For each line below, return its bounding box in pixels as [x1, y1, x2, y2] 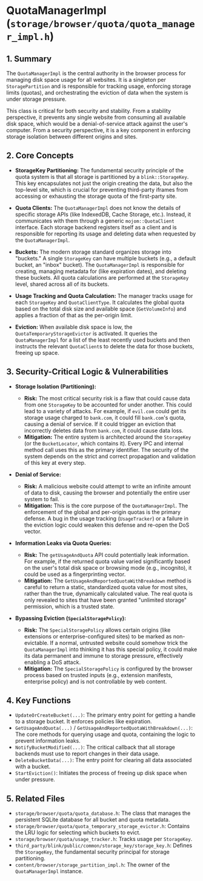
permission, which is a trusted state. [24, 603, 115, 610]
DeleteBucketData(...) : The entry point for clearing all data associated [15, 757, 192, 764]
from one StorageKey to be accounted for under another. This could [24, 401, 192, 408]
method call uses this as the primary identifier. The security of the [24, 446, 189, 453]
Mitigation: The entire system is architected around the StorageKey [24, 433, 191, 440]
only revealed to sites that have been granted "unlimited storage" [24, 596, 187, 604]
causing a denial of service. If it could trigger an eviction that [24, 420, 176, 428]
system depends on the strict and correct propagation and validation [24, 453, 196, 460]
